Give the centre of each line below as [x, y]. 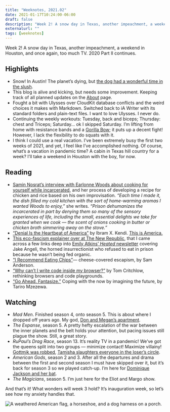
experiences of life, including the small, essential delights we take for [84, 217]
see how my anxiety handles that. [40, 394]
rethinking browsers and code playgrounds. [58, 276]
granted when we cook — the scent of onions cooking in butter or [81, 222]
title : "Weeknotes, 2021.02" [36, 10]
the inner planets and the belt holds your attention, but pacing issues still [88, 331]
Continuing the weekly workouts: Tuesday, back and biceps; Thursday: [87, 119]
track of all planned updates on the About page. [62, 97]
